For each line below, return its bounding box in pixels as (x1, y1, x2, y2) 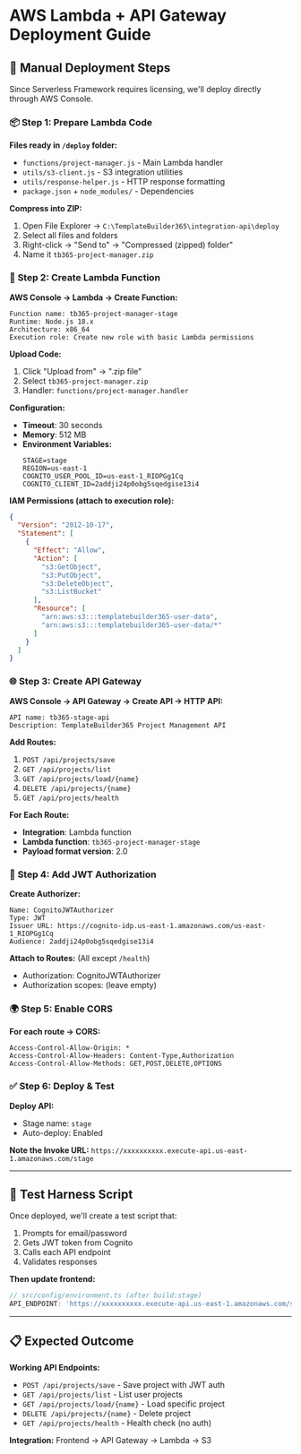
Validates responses (21, 1256, 98, 1268)
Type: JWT (9, 913, 47, 923)
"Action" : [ (32, 554, 78, 563)
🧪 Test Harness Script (9, 1186, 133, 1201)
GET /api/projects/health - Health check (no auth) (21, 1417, 212, 1428)
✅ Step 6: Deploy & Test (9, 1080, 115, 1093)
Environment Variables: (21, 438, 112, 449)
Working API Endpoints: (9, 1362, 100, 1372)
